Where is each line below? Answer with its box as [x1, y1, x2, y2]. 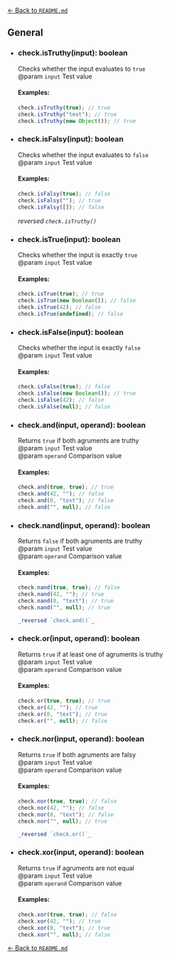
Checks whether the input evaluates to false [17, 150, 149, 159]
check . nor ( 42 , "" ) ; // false [17, 804, 105, 811]
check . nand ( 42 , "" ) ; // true [17, 591, 105, 598]
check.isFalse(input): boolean [17, 327, 124, 337]
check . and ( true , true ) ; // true [17, 483, 114, 491]
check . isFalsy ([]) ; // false [17, 204, 105, 211]
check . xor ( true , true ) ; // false [17, 910, 117, 918]
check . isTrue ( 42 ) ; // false [17, 303, 102, 311]
